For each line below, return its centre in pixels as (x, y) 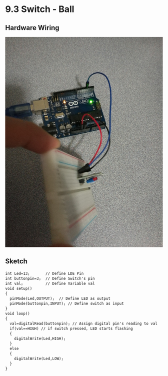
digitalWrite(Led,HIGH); (40, 338)
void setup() (19, 288)
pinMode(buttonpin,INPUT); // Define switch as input (67, 303)
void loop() (17, 313)
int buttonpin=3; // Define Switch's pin (50, 278)
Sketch (16, 261)
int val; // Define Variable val (50, 283)
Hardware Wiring (32, 28)
